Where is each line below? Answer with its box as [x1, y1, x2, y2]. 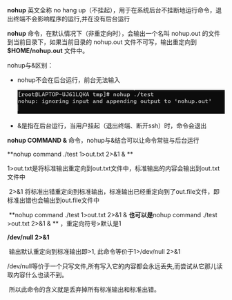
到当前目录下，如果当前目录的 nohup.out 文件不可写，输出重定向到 [7, 38, 197, 46]
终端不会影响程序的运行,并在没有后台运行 [12, 14, 130, 23]
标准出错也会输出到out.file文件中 [7, 196, 100, 205]
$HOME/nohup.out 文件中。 [7, 47, 88, 54]
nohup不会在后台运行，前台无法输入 [17, 76, 121, 84]
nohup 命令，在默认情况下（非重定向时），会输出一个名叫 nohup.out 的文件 [7, 30, 221, 37]
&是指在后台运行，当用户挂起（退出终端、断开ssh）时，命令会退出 [17, 121, 207, 130]
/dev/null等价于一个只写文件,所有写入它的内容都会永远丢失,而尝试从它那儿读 [7, 262, 223, 270]
